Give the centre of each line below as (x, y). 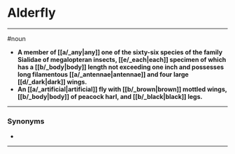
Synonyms (26, 121)
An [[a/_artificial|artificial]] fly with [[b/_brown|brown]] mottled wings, (122, 89)
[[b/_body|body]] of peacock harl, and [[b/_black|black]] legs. (110, 96)
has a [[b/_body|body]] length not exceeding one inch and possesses (121, 67)
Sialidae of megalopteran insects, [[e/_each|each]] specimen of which (122, 59)
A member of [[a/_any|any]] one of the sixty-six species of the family (120, 52)
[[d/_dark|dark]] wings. (52, 82)
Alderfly (31, 13)
